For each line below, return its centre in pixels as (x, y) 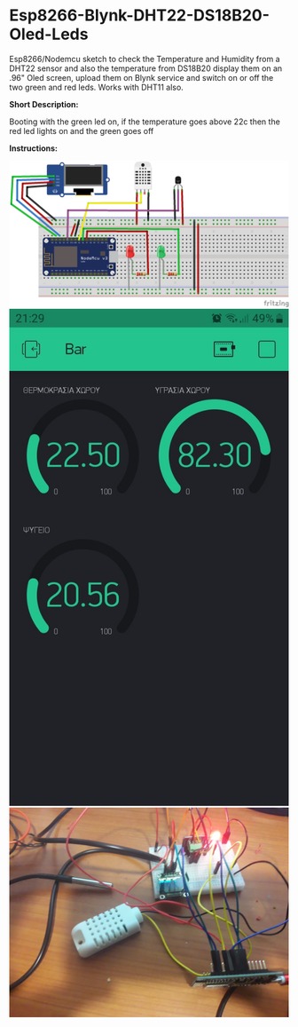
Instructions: (34, 148)
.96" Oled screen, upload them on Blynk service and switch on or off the (141, 77)
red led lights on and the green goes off (82, 130)
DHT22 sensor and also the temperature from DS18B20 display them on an (146, 68)
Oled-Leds (49, 34)
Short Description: (44, 104)
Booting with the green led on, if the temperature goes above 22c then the (145, 122)
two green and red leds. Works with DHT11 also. (96, 87)
